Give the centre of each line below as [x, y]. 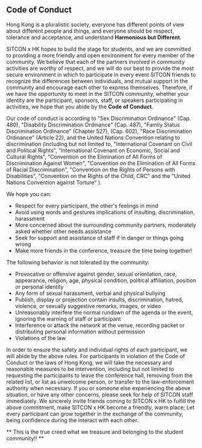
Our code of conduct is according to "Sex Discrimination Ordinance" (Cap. [99, 118]
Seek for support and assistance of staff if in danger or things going [99, 238]
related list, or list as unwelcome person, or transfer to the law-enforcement [100, 382]
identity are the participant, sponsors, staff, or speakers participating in [95, 100]
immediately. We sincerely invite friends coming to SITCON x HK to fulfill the [101, 401]
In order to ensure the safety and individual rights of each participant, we [97, 350]
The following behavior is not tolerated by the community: [78, 262]
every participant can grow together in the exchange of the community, [95, 414]
